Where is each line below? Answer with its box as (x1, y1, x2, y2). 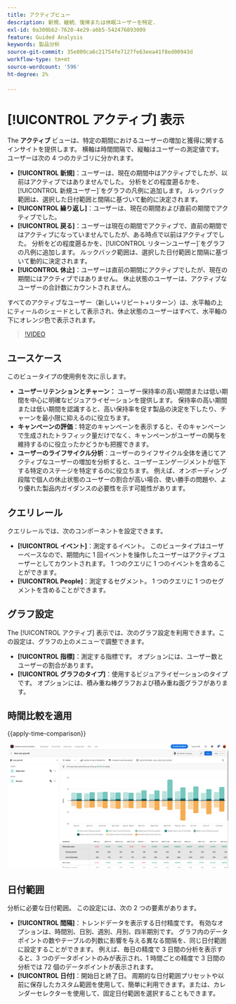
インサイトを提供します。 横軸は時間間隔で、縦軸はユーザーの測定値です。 (7, 145, 223, 154)
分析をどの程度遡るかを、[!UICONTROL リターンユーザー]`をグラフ (31, 240, 225, 248)
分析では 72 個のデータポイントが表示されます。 (17, 962, 157, 971)
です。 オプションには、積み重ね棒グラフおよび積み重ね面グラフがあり (17, 678, 223, 687)
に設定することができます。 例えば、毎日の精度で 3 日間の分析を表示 (17, 945, 217, 953)
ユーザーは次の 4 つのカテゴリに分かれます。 (7, 154, 138, 162)
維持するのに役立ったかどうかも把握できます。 (17, 440, 153, 449)
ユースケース (7, 352, 62, 364)
